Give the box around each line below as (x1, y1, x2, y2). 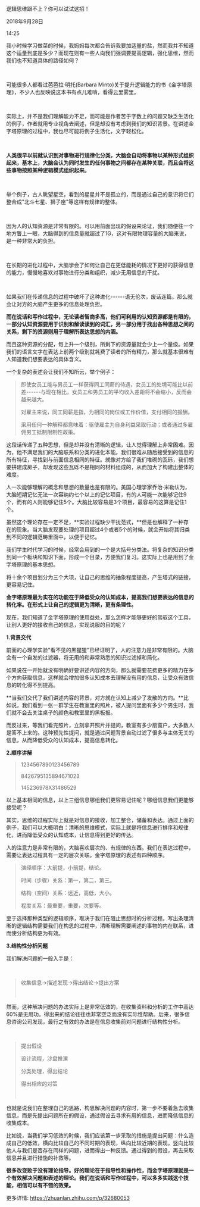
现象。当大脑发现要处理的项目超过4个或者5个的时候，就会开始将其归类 (16, 526, 190, 533)
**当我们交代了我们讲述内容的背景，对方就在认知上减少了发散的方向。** (6, 694, 184, 701)
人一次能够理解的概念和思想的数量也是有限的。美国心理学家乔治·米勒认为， (6, 484, 190, 490)
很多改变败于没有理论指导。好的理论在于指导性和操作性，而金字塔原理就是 (6, 1167, 189, 1174)
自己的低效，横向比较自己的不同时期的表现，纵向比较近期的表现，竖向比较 (11, 1139, 194, 1146)
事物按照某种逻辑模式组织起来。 (11, 167, 90, 174)
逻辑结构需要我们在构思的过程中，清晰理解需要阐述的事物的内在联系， (16, 922, 189, 929)
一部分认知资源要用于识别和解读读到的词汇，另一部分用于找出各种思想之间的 (6, 321, 194, 327)
